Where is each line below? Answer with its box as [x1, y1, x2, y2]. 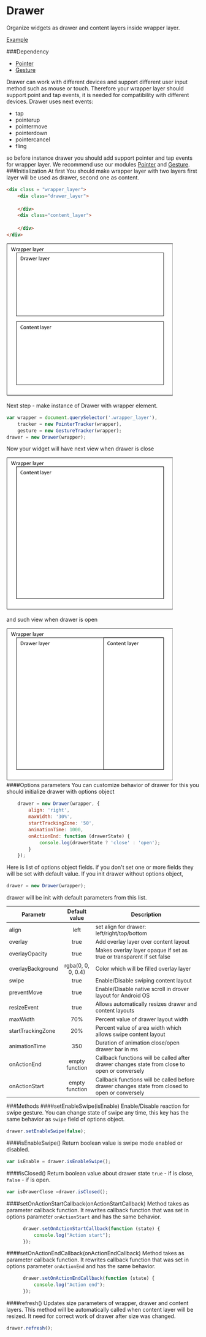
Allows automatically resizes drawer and [95, 1000, 197, 1008]
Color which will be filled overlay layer [95, 965, 191, 973]
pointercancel [15, 136, 50, 143]
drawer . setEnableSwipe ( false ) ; [6, 1128, 86, 1134]
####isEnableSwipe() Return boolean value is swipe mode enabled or [6, 1139, 183, 1147]
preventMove [9, 989, 43, 996]
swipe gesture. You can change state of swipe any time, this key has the [6, 1109, 189, 1116]
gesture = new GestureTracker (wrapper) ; [17, 428, 122, 434]
